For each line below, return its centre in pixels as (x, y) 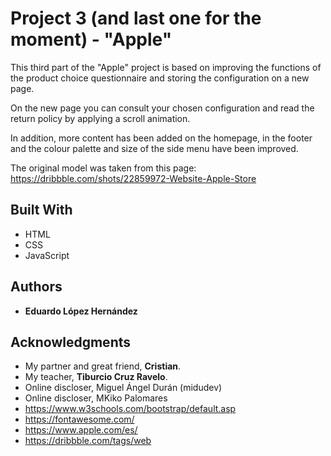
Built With (41, 210)
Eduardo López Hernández (81, 311)
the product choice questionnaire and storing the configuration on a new (160, 78)
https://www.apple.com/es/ (81, 430)
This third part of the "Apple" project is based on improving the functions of (166, 67)
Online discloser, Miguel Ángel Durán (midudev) (123, 388)
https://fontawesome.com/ (79, 419)
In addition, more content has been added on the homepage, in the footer (161, 138)
